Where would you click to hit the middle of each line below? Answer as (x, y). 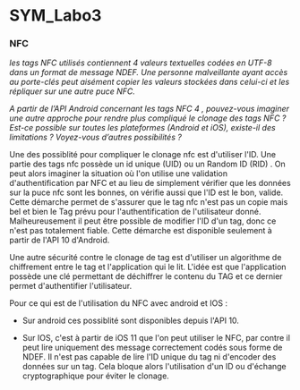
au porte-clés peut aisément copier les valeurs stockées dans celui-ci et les (150, 82)
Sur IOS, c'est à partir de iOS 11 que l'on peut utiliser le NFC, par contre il (156, 338)
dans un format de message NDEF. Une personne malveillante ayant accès (149, 72)
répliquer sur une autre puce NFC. (73, 91)
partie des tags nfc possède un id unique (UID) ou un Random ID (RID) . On (147, 164)
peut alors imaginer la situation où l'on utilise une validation (119, 174)
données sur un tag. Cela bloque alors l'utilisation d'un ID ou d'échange (154, 367)
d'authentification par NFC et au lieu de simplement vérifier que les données (150, 183)
